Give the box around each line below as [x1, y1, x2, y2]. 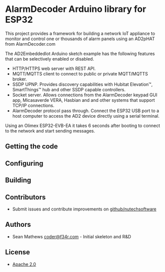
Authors [5, 220, 31, 229]
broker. [12, 76, 27, 82]
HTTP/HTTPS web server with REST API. [12, 66, 96, 71]
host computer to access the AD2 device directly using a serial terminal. [12, 113, 160, 119]
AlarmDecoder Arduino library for [5, 3, 146, 15]
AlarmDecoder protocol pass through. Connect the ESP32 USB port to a [12, 108, 160, 114]
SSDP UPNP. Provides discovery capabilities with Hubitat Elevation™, [12, 81, 153, 87]
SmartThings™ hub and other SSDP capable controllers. [12, 86, 126, 92]
